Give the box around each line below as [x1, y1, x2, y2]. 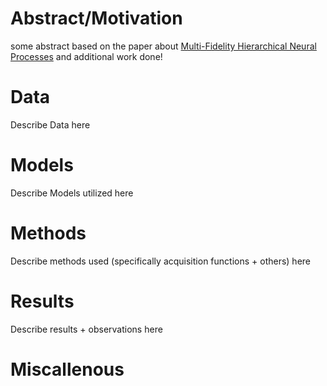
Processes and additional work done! [10, 50, 163, 62]
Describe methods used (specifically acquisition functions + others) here [10, 255, 311, 267]
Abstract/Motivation [10, 7, 183, 30]
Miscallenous [10, 358, 125, 381]
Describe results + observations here [10, 323, 163, 335]
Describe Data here [10, 118, 91, 131]
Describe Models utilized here [10, 187, 134, 199]
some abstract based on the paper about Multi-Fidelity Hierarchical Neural [10, 40, 317, 52]
